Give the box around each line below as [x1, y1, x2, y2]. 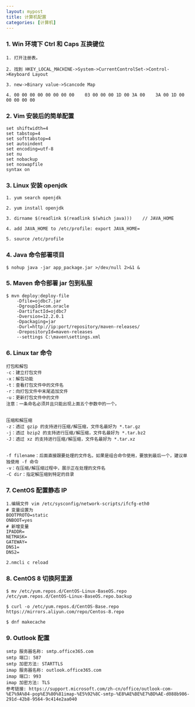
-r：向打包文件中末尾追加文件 [6, 388, 69, 394]
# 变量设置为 [6, 507, 33, 513]
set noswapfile [6, 161, 43, 167]
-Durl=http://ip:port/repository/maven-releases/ [16, 324, 141, 330]
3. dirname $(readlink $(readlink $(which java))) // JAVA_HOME [6, 216, 175, 222]
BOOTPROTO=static [6, 512, 49, 518]
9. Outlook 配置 [6, 634, 50, 642]
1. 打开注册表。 [6, 55, 40, 61]
